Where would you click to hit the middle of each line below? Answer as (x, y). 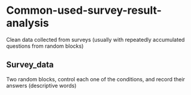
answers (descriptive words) (41, 85)
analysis (28, 23)
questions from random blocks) (45, 46)
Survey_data (30, 65)
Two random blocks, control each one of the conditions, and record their (96, 79)
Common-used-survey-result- (84, 10)
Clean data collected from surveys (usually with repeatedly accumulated (95, 39)
